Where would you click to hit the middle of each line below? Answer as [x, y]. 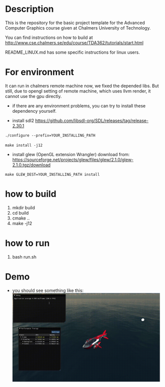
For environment [40, 72]
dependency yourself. [34, 111]
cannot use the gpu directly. [34, 96]
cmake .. [21, 218]
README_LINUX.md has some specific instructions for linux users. [72, 52]
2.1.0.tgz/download [31, 165]
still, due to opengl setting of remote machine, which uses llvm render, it [78, 91]
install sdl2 [23, 120]
